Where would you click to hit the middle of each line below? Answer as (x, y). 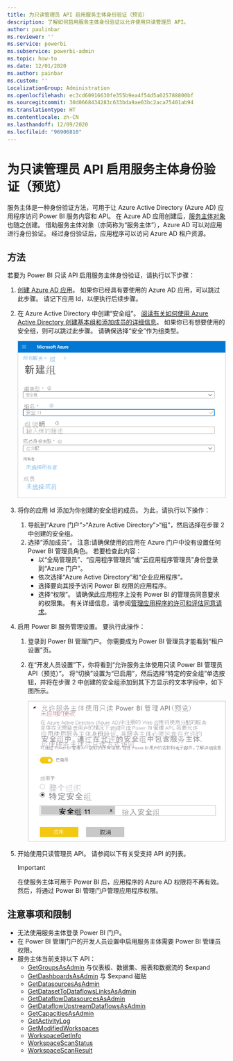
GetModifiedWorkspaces (63, 1028)
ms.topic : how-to (32, 59)
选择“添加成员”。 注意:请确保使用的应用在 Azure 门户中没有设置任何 (124, 542)
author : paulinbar (34, 29)
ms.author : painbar (35, 73)
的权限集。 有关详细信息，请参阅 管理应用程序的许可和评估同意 (127, 603)
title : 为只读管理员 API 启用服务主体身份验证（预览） (77, 15)
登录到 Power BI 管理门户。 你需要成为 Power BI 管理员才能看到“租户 (126, 641)
